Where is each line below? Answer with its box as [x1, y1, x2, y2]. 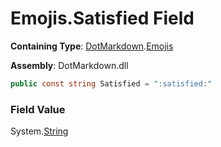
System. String [10, 125, 69, 137]
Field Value [10, 102, 66, 116]
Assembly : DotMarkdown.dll [10, 59, 129, 71]
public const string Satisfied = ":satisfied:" [10, 78, 213, 89]
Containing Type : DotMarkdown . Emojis [10, 40, 174, 52]
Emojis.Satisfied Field [10, 7, 195, 30]
